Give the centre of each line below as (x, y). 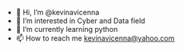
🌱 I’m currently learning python (67, 29)
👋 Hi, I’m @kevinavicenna (58, 12)
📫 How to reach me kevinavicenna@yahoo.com (95, 38)
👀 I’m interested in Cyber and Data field (80, 21)
